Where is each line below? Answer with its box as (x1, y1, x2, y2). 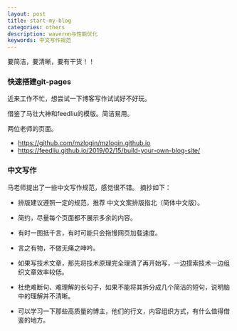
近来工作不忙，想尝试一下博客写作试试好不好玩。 (7, 94, 151, 103)
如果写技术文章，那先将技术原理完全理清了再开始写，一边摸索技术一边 (17, 258, 224, 267)
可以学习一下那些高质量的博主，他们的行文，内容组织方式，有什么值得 (17, 307, 224, 315)
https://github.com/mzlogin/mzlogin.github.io (17, 139, 151, 147)
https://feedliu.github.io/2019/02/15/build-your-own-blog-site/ (17, 147, 201, 155)
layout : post (7, 10, 46, 18)
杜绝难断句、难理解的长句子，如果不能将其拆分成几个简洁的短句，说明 (17, 283, 224, 291)
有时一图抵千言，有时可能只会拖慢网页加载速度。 (17, 228, 162, 237)
